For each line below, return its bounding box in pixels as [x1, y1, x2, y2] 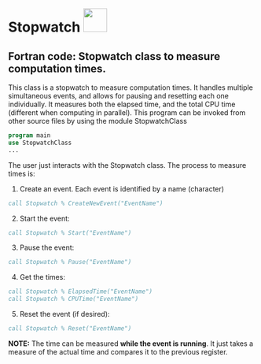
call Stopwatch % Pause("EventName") [8, 258, 132, 266]
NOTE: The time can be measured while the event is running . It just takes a [8, 339, 254, 348]
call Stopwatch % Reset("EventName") [8, 325, 132, 332]
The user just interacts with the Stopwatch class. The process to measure [8, 160, 247, 169]
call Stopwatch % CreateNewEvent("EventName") [8, 199, 164, 207]
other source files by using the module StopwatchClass [8, 117, 187, 125]
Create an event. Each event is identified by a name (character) [19, 184, 225, 193]
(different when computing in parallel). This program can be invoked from [8, 108, 246, 117]
